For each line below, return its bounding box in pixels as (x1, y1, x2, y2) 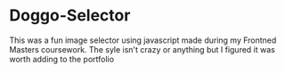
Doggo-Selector (9, 5, 131, 26)
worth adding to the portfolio (9, 53, 114, 64)
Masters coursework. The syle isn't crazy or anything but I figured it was (9, 44, 276, 54)
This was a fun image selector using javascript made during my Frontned (9, 35, 277, 45)
